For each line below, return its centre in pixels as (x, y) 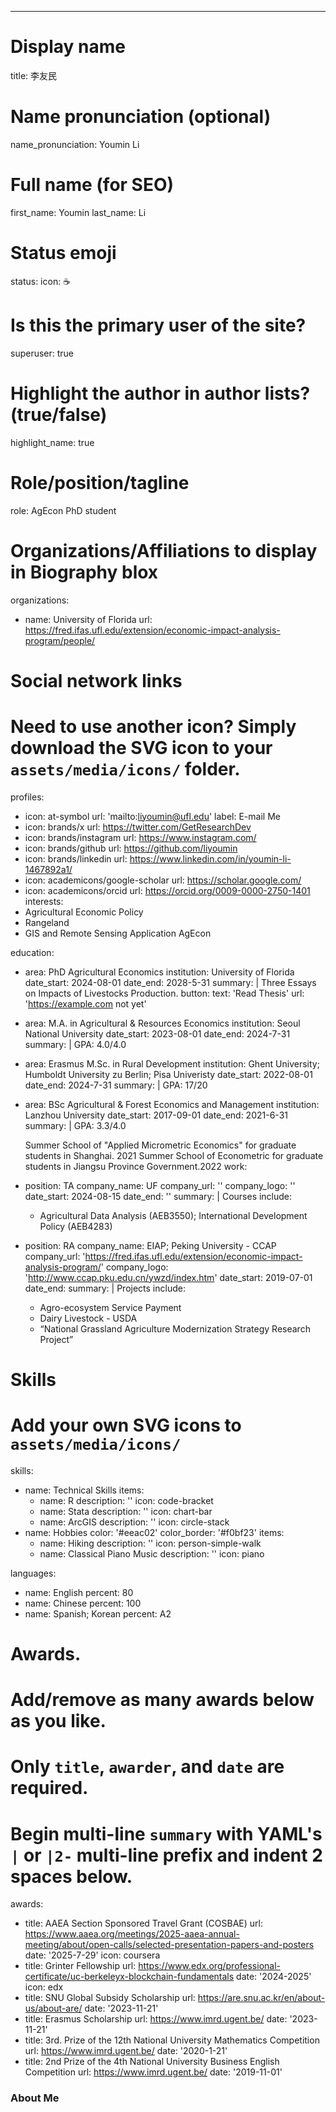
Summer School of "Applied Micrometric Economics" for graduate (160, 1145)
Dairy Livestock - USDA (88, 1318)
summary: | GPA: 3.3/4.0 (75, 1125)
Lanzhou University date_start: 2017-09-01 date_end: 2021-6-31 (156, 1115)
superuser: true (42, 353)
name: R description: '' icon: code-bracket (126, 1500)
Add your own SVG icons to (126, 1425)
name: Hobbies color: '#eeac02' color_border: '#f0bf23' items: (154, 1532)
